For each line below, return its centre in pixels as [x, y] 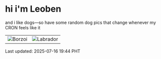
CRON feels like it [23, 27]
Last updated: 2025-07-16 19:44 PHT [43, 51]
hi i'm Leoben [33, 9]
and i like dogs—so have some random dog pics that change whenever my [80, 22]
